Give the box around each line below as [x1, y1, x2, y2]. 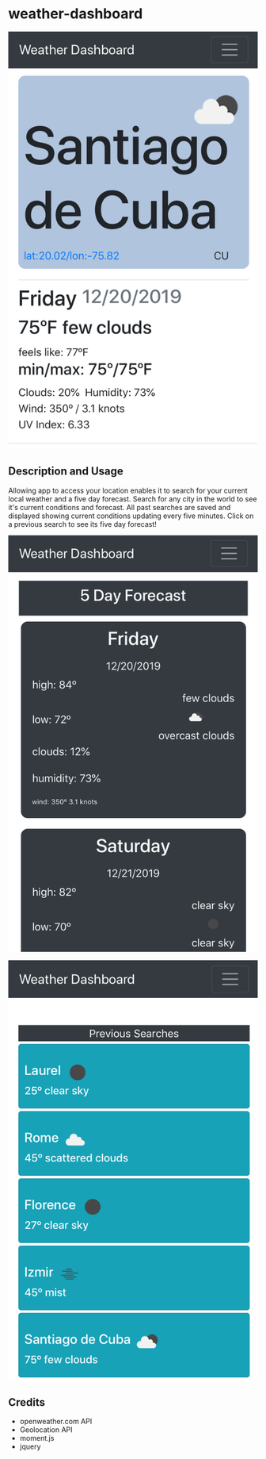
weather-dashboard [8, 5, 143, 23]
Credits [8, 1396, 46, 1409]
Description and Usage [8, 465, 124, 478]
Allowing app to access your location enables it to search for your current [8, 486, 248, 495]
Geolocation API [19, 1425, 73, 1434]
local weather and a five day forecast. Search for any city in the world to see [8, 493, 257, 504]
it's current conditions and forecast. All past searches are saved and [8, 502, 231, 512]
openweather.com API [19, 1417, 93, 1426]
